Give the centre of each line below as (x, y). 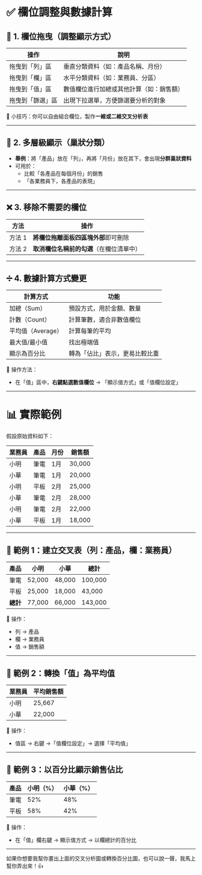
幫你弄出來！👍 (25, 866)
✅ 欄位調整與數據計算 (60, 12)
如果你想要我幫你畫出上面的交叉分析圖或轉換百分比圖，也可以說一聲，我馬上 (101, 858)
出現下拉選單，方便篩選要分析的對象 (115, 100)
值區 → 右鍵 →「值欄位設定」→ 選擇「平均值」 (73, 743)
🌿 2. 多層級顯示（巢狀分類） (58, 143)
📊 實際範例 (34, 414)
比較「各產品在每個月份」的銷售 (63, 173)
